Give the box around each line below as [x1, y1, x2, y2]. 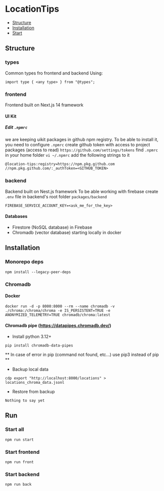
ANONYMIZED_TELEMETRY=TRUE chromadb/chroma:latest [5, 312, 111, 317]
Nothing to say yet [5, 398, 45, 403]
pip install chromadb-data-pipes [5, 343, 73, 348]
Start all [5, 426, 24, 433]
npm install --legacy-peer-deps [5, 269, 71, 275]
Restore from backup [12, 389, 55, 395]
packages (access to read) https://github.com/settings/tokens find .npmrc [5, 147, 158, 153]
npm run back [5, 482, 32, 487]
